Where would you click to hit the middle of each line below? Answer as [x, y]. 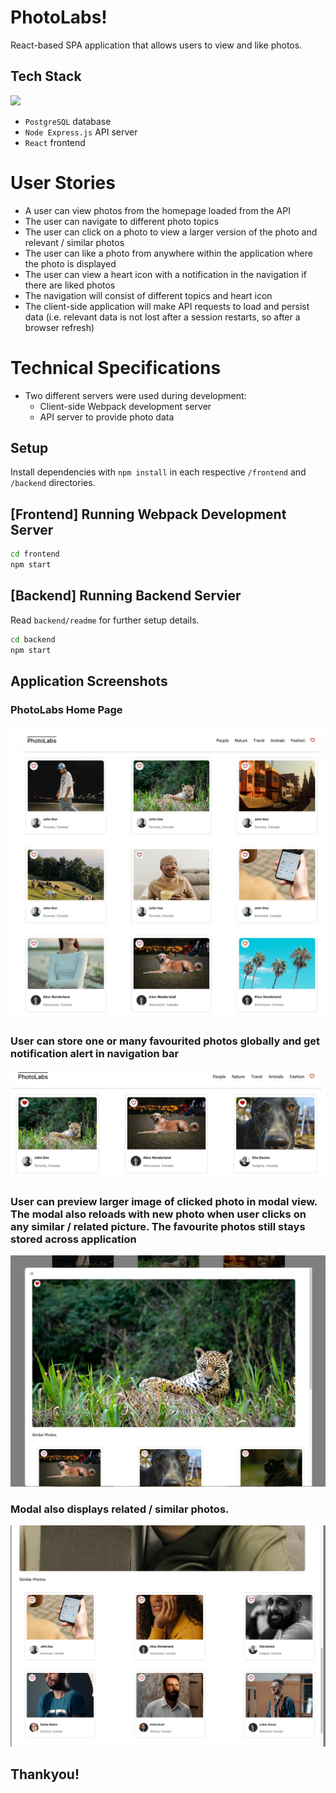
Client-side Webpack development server [125, 406]
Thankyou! [45, 1774]
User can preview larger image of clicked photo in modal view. [164, 1201]
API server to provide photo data [107, 417]
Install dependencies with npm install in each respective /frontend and [158, 472]
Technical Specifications [116, 367]
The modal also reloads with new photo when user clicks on [158, 1214]
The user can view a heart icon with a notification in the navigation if [165, 274]
